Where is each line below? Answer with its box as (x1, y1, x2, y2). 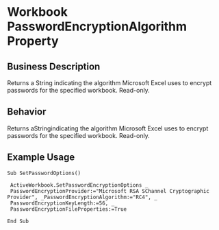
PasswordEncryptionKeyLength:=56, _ (10, 200, 115, 207)
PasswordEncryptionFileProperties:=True (10, 205, 127, 213)
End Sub (7, 218, 29, 225)
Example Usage (7, 152, 75, 163)
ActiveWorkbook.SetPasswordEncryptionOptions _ (10, 181, 149, 189)
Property (7, 34, 60, 49)
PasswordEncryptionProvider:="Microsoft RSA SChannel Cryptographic (10, 187, 210, 194)
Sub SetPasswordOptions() (7, 170, 81, 176)
